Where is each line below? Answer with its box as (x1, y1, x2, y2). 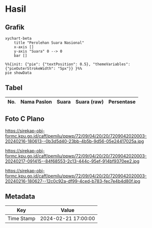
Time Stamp (7, 215, 36, 222)
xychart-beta (5, 36, 32, 41)
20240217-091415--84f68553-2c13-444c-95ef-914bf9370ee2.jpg (5, 158, 140, 164)
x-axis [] (14, 45, 34, 50)
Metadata (5, 193, 35, 201)
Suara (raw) (75, 98, 104, 105)
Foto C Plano (5, 114, 45, 123)
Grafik (5, 23, 25, 31)
